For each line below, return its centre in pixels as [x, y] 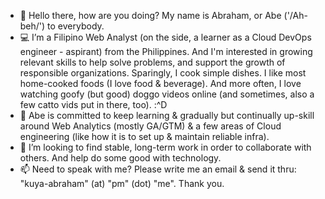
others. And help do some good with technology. [120, 158]
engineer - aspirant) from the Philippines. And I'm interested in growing [166, 51]
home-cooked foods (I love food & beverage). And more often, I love [160, 83]
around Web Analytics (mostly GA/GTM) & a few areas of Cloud [150, 126]
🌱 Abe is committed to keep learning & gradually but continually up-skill [167, 115]
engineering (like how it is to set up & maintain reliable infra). [144, 136]
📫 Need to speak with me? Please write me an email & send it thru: [158, 169]
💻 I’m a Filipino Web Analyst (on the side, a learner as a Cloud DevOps [165, 37]
